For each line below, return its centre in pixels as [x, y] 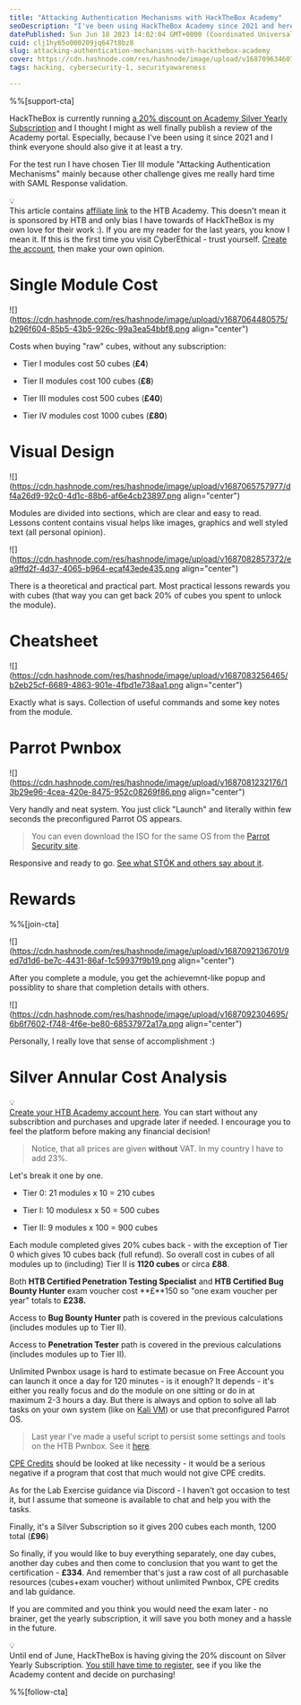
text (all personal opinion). [57, 532]
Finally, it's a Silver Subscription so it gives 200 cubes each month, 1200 [143, 1526]
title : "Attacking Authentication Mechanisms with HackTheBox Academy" [146, 17]
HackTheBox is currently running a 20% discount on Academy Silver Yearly [149, 118]
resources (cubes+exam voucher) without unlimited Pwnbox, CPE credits [144, 1581]
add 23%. [49, 1158]
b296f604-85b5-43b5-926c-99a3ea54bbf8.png [99, 329]
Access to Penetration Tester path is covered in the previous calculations [146, 1344]
